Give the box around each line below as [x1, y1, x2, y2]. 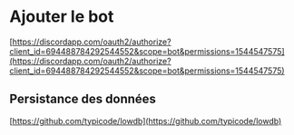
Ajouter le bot [9, 6, 114, 27]
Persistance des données [9, 92, 157, 107]
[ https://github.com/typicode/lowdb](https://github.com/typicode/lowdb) [9, 115, 282, 126]
